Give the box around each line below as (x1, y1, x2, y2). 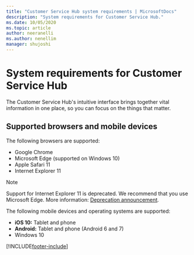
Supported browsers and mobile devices (6, 121, 158, 132)
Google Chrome (14, 148, 53, 155)
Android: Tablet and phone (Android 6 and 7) (14, 225, 124, 232)
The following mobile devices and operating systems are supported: (6, 208, 171, 215)
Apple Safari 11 (14, 161, 50, 168)
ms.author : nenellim (6, 36, 57, 42)
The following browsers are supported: (6, 137, 100, 144)
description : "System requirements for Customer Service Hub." (6, 14, 164, 20)
